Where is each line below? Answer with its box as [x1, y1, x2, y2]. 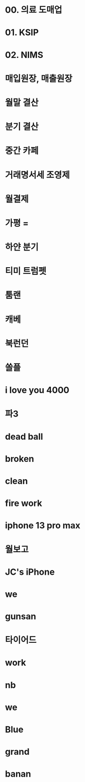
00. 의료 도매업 [5, 4, 62, 16]
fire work [5, 498, 42, 509]
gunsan [5, 611, 36, 622]
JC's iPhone [5, 566, 55, 577]
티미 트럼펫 [5, 266, 47, 277]
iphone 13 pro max [5, 520, 81, 531]
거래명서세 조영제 [5, 169, 70, 181]
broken [5, 453, 34, 464]
